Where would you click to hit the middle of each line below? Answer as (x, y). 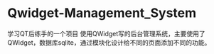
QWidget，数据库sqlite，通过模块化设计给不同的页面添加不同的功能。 (109, 42)
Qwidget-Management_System (102, 13)
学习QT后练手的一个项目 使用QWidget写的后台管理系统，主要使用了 (107, 33)
